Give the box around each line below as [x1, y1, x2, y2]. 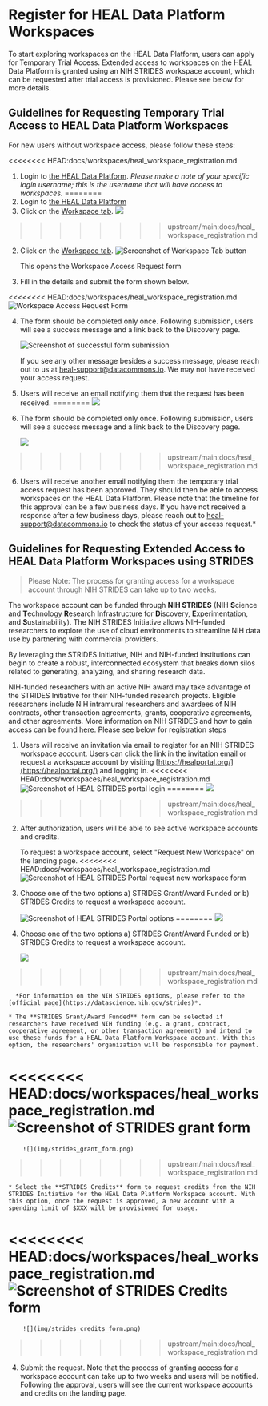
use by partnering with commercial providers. [8, 634, 158, 644]
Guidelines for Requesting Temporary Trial [8, 106, 225, 120]
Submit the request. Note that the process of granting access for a [19, 1363, 239, 1372]
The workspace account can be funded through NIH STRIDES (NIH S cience [8, 600, 258, 609]
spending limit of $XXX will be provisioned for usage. [8, 1203, 198, 1212]
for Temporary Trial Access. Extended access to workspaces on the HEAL [8, 58, 253, 67]
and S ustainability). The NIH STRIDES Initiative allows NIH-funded [8, 617, 226, 626]
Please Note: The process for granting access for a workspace [27, 576, 235, 585]
